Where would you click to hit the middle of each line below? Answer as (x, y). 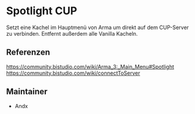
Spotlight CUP (42, 11)
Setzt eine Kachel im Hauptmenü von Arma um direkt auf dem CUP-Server (97, 27)
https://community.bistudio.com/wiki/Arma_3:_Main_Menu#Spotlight (90, 66)
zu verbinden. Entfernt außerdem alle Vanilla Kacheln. (72, 33)
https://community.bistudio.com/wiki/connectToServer (73, 73)
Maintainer (27, 92)
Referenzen (28, 53)
